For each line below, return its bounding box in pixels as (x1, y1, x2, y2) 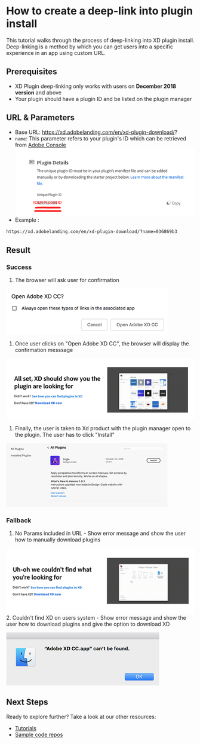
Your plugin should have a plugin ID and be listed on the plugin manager (14, 95, 192, 102)
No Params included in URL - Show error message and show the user (14, 530, 186, 537)
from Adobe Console (14, 141, 67, 148)
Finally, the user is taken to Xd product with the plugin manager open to (14, 424, 191, 431)
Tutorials (14, 724, 37, 731)
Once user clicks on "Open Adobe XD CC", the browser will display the (14, 339, 189, 347)
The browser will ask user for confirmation (14, 276, 119, 283)
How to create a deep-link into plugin (6, 4, 193, 18)
